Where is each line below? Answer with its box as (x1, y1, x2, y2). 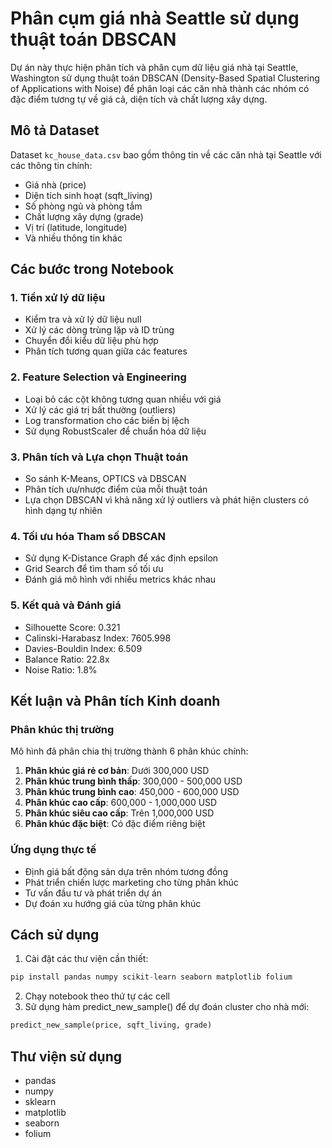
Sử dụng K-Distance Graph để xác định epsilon (24, 552, 219, 564)
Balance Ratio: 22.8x (24, 653, 110, 665)
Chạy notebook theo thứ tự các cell (24, 990, 170, 1002)
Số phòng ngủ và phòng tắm (24, 200, 143, 212)
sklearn (24, 1095, 57, 1107)
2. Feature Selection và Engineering (10, 370, 187, 384)
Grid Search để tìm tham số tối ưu (24, 563, 164, 575)
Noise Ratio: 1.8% (24, 663, 98, 676)
